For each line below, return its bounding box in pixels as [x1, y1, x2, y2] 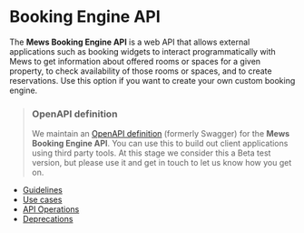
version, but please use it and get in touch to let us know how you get [31, 157, 292, 168]
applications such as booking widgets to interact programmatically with [9, 46, 277, 56]
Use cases [22, 194, 63, 206]
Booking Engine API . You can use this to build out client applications [31, 138, 289, 149]
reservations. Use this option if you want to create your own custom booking [9, 75, 296, 86]
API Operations [22, 204, 80, 215]
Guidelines [22, 185, 64, 196]
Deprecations [22, 214, 74, 225]
